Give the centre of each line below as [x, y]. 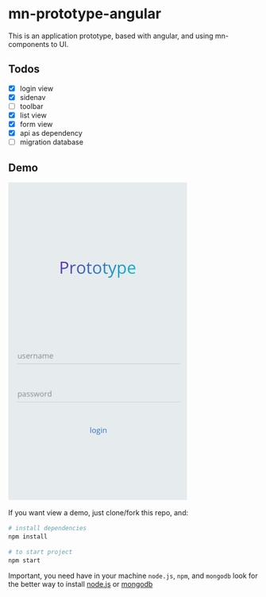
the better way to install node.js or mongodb [81, 584]
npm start [25, 560]
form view [36, 124]
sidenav [33, 97]
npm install [28, 537]
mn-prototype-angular [85, 14]
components [29, 44]
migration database [51, 142]
